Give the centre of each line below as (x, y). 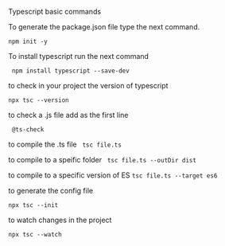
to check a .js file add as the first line (68, 115)
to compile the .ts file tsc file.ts (65, 144)
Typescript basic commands (55, 12)
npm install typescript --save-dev (70, 71)
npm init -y (28, 41)
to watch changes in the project (60, 220)
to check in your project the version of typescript (88, 86)
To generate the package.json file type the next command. (104, 27)
